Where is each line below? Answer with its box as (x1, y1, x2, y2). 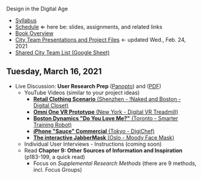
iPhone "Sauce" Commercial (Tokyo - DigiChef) (33, 127, 155, 135)
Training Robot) (33, 121, 72, 128)
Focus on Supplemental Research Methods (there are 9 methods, (33, 160, 197, 167)
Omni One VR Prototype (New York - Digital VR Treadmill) (33, 108, 179, 116)
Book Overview (15, 30, 53, 37)
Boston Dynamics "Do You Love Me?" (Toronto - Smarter (33, 114, 178, 122)
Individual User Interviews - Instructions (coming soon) (24, 140, 162, 148)
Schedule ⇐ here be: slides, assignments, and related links (15, 24, 163, 30)
